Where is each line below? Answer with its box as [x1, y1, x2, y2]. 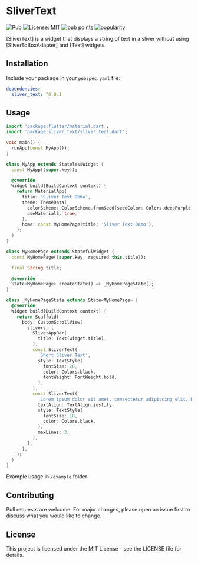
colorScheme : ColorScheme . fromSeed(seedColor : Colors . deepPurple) [27, 205, 194, 211]
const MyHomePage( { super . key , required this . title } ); [11, 254, 146, 260]
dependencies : [6, 86, 41, 92]
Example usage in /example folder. [6, 473, 89, 480]
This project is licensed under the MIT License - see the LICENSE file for [6, 545, 181, 552]
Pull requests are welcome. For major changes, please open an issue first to [6, 506, 190, 513]
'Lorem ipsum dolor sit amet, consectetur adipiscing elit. [37, 396, 189, 402]
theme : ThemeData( [21, 200, 67, 205]
